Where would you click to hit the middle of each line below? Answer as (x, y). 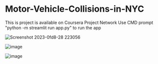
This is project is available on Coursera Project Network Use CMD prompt (79, 22)
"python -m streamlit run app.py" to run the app (53, 27)
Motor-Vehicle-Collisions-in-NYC (75, 9)
